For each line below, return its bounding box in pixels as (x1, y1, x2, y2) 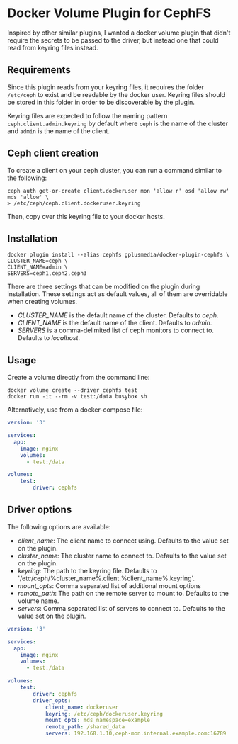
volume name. (17, 597, 59, 605)
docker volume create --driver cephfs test (7, 387, 138, 394)
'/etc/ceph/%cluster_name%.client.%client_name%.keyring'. (17, 574, 195, 582)
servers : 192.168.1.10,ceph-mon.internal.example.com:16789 (45, 730, 227, 738)
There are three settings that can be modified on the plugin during (7, 282, 200, 291)
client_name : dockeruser (45, 704, 119, 711)
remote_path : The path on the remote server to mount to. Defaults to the (17, 589, 229, 597)
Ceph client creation (7, 147, 99, 159)
